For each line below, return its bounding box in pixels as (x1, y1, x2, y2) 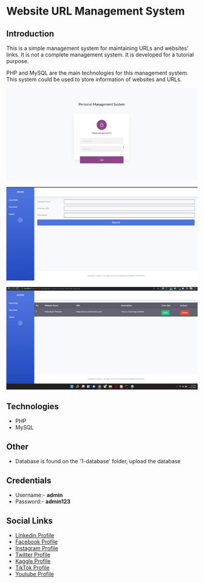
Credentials (6, 475, 52, 486)
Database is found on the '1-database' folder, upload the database (15, 458, 181, 465)
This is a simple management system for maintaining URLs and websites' (6, 44, 189, 52)
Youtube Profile (15, 570, 54, 578)
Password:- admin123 (15, 498, 71, 505)
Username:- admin (15, 491, 63, 499)
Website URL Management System (6, 4, 185, 18)
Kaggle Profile (15, 557, 51, 565)
